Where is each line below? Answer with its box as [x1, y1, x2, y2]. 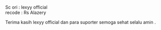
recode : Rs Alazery [5, 9, 47, 15]
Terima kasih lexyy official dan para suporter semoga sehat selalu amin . [5, 19, 156, 25]
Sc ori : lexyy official [5, 4, 48, 10]
